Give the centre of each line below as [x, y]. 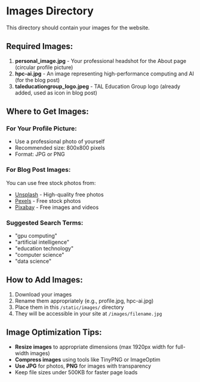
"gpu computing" [36, 236]
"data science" [33, 261]
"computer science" [39, 255]
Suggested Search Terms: [45, 223]
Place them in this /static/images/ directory [69, 307]
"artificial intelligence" [42, 242]
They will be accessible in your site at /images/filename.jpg [88, 313]
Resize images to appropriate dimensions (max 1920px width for [94, 347]
